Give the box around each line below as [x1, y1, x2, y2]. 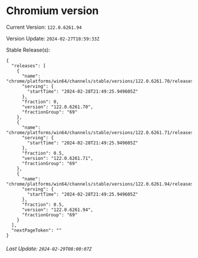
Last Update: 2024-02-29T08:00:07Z [6, 245, 93, 252]
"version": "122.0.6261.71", [21, 155, 94, 161]
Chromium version [6, 4, 99, 18]
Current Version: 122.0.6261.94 [6, 24, 82, 31]
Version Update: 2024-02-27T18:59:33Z [6, 35, 100, 42]
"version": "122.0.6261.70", [21, 104, 94, 110]
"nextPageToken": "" [11, 227, 62, 233]
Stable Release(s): [6, 46, 51, 53]
